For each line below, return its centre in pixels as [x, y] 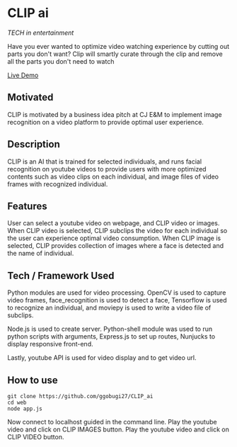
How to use [33, 380]
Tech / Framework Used [61, 275]
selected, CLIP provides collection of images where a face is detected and [116, 246]
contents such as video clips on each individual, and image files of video [113, 176]
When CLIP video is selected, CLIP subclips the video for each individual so [117, 231]
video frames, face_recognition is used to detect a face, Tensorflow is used [117, 300]
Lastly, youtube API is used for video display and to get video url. [102, 358]
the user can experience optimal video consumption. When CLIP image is [114, 238]
